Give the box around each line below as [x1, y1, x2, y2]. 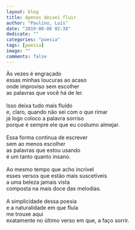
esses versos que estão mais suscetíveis [6, 172, 107, 179]
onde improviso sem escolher [6, 82, 80, 90]
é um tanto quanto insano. [6, 153, 71, 160]
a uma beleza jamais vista [6, 178, 70, 186]
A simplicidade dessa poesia [6, 198, 77, 205]
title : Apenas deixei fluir [6, 14, 77, 20]
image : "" [6, 48, 31, 54]
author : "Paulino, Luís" [6, 20, 68, 26]
